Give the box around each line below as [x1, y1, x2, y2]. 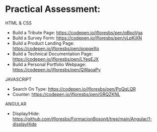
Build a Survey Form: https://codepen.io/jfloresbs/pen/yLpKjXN [12, 35, 143, 41]
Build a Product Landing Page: [12, 40, 75, 46]
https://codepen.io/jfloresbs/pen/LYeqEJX [12, 56, 99, 62]
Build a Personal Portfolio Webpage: [12, 61, 86, 67]
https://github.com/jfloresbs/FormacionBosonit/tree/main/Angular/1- [12, 116, 153, 122]
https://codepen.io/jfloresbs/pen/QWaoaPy [12, 66, 101, 73]
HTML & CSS [5, 20, 32, 26]
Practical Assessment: [5, 3, 101, 15]
